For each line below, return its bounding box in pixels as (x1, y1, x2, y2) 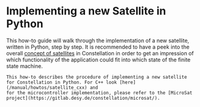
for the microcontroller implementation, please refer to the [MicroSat (6, 90, 193, 96)
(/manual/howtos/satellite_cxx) (6, 84, 87, 91)
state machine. (6, 62, 43, 70)
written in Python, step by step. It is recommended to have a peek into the (6, 43, 190, 50)
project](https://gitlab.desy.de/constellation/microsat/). (6, 95, 161, 101)
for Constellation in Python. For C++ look (6, 79, 117, 85)
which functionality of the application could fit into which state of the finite (6, 56, 191, 63)
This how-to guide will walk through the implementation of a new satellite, (6, 37, 190, 44)
